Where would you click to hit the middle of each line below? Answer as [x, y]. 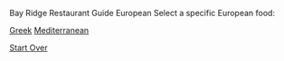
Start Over [28, 48]
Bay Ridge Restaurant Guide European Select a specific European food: [142, 13]
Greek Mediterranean [49, 30]
